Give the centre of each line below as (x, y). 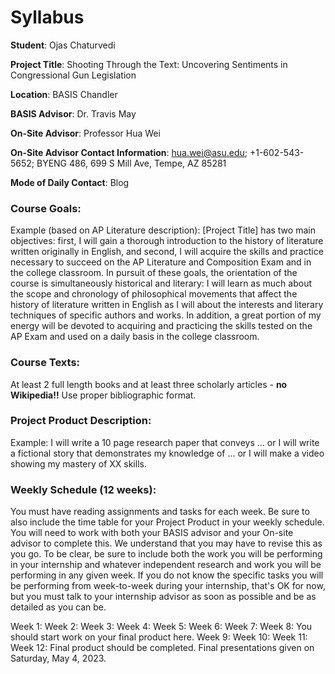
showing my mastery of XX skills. (78, 463)
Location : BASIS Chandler (64, 94)
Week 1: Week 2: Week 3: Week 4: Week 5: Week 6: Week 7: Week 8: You (161, 627)
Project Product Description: (81, 421)
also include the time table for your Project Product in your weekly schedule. (167, 522)
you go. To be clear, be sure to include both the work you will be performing (166, 554)
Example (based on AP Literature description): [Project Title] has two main (163, 230)
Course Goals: (46, 208)
